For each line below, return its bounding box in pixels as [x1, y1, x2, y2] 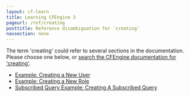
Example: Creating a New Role [14, 78, 89, 85]
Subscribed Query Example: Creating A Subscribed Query [14, 84, 158, 91]
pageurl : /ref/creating [6, 20, 66, 26]
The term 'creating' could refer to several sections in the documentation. [6, 47, 185, 54]
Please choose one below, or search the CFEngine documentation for [6, 54, 177, 61]
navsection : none [6, 31, 49, 37]
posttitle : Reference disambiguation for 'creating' [6, 25, 140, 32]
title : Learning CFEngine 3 [6, 14, 76, 20]
